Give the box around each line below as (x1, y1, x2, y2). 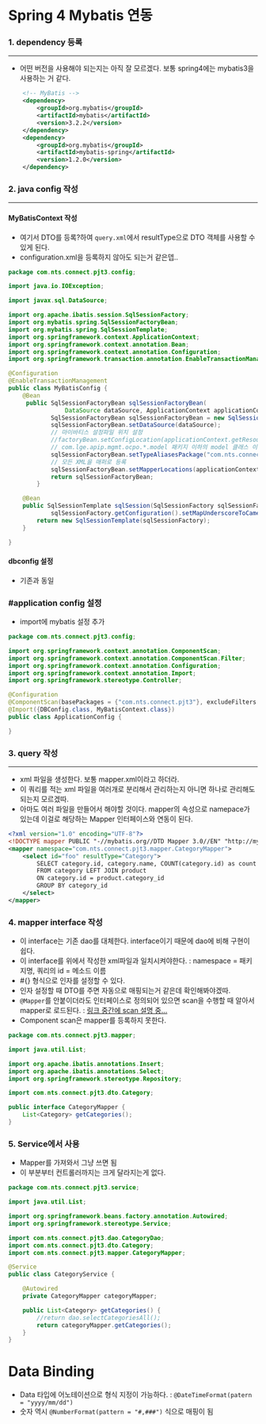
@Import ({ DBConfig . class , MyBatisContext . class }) (8, 706, 176, 714)
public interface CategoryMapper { (8, 1104, 126, 1111)
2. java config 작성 (8, 183, 79, 194)
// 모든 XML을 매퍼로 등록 (50, 458, 127, 466)
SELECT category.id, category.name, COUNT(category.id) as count (36, 859, 257, 868)
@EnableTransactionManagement (8, 377, 108, 385)
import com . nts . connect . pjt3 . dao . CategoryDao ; (8, 1234, 165, 1242)
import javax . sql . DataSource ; (8, 297, 108, 305)
